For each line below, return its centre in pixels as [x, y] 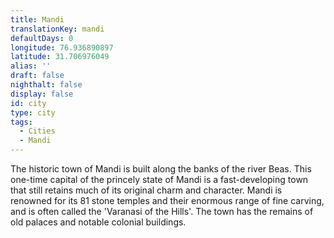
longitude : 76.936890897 [62, 47]
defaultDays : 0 [42, 38]
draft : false [37, 76]
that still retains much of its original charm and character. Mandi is [146, 190]
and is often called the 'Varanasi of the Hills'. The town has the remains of [162, 211]
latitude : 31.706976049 [60, 57]
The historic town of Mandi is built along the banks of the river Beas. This [161, 169]
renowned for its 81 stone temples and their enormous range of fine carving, [167, 200]
